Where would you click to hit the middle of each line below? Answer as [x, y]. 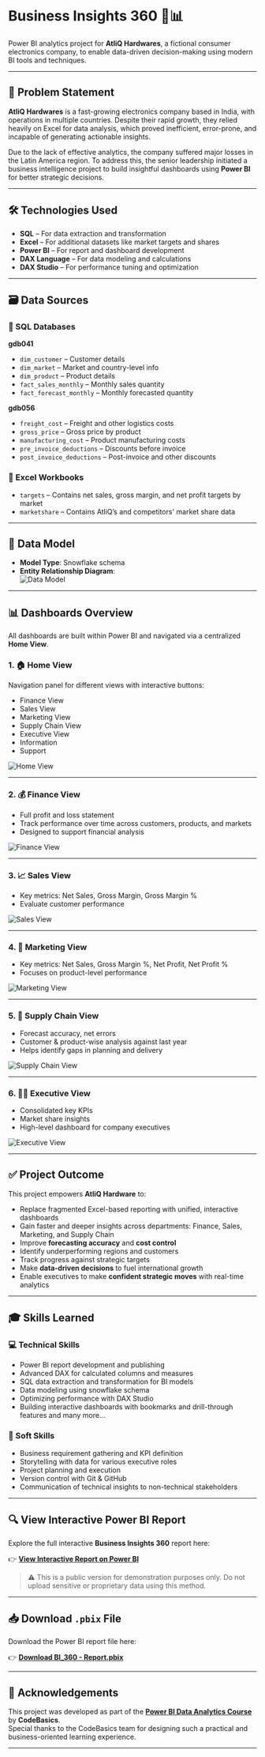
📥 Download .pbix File [65, 1618]
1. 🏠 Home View [40, 665]
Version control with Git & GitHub [73, 1478]
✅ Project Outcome [56, 1175]
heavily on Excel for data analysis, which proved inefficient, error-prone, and [132, 128]
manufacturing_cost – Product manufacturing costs [102, 440]
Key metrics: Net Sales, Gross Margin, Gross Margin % [108, 895]
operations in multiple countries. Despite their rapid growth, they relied [123, 119]
